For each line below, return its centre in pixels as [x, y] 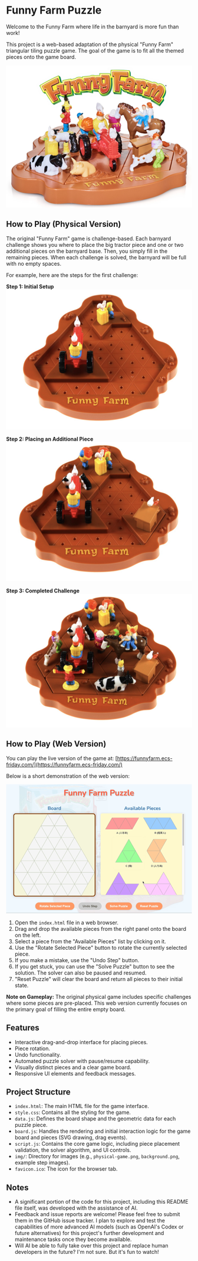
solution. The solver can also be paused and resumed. [80, 973]
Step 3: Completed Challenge [43, 591]
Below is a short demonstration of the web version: [68, 776]
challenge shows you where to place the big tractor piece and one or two [95, 245]
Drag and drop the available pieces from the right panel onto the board [100, 928]
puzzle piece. [31, 1125]
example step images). [42, 1163]
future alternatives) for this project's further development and [89, 1233]
